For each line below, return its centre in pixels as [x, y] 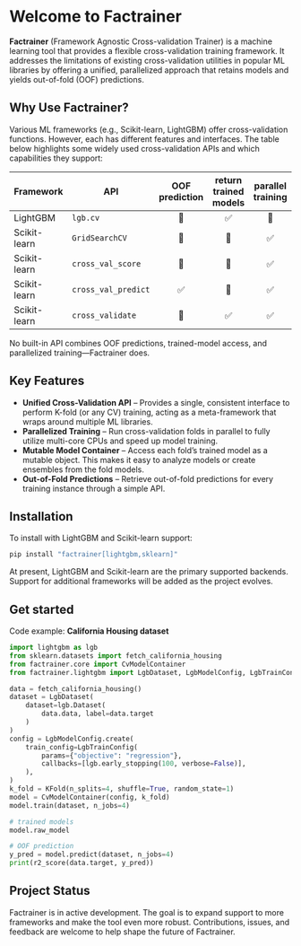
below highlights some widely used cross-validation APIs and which [134, 148]
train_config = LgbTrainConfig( [82, 747]
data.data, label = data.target [98, 714]
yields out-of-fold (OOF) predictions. [77, 79]
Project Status [50, 891]
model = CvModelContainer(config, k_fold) [90, 797]
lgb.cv [86, 218]
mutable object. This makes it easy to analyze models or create [139, 460]
